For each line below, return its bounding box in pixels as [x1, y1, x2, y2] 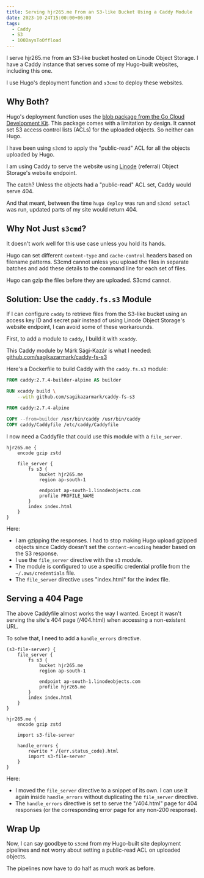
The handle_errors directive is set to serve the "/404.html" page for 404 [15, 799, 197, 807]
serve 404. [6, 187, 34, 194]
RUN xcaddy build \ [6, 388, 56, 394]
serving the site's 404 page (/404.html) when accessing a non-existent [6, 616, 186, 624]
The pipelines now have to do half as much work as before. [6, 865, 156, 872]
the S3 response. [15, 550, 59, 557]
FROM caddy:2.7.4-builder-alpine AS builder [6, 377, 122, 383]
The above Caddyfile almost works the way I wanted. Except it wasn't [6, 610, 181, 617]
